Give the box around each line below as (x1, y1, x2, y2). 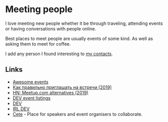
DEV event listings (12, 95, 51, 101)
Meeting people (5, 4, 73, 15)
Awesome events (12, 78, 49, 85)
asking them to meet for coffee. (5, 40, 71, 47)
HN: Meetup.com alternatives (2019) (12, 90, 89, 96)
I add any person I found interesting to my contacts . (5, 51, 113, 57)
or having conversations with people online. (5, 25, 97, 31)
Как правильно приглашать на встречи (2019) (12, 84, 112, 90)
